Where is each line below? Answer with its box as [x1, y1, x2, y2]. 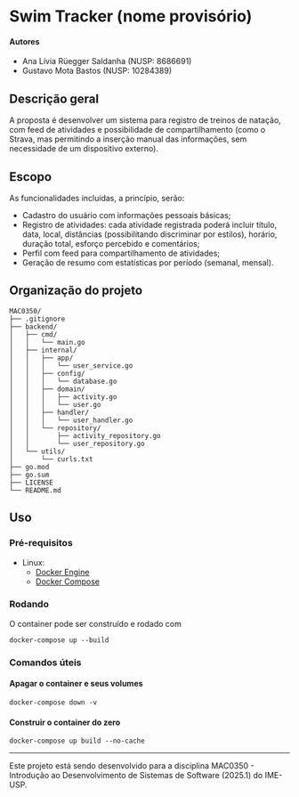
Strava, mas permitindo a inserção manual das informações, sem [9, 134, 247, 144]
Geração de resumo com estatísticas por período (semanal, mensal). [21, 257, 274, 268]
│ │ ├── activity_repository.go [9, 431, 162, 440]
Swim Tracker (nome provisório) [9, 6, 253, 27]
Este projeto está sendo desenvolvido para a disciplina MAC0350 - [9, 760, 255, 771]
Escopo [9, 169, 52, 184]
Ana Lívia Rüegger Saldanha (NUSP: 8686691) [21, 56, 192, 67]
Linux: [21, 557, 45, 567]
